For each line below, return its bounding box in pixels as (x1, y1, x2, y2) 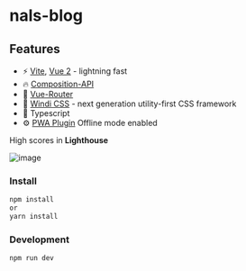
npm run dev (9, 254, 54, 263)
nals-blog (9, 5, 84, 26)
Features (9, 41, 60, 57)
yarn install (9, 212, 59, 221)
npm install (9, 195, 54, 204)
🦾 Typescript (22, 108, 70, 118)
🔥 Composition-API (22, 78, 95, 89)
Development (9, 233, 70, 246)
